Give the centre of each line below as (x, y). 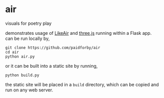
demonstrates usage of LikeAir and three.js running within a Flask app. (78, 33)
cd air (12, 52)
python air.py (20, 57)
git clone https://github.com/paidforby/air (53, 47)
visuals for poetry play (29, 23)
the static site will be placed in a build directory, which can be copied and (82, 84)
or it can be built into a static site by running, (51, 66)
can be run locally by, (28, 38)
